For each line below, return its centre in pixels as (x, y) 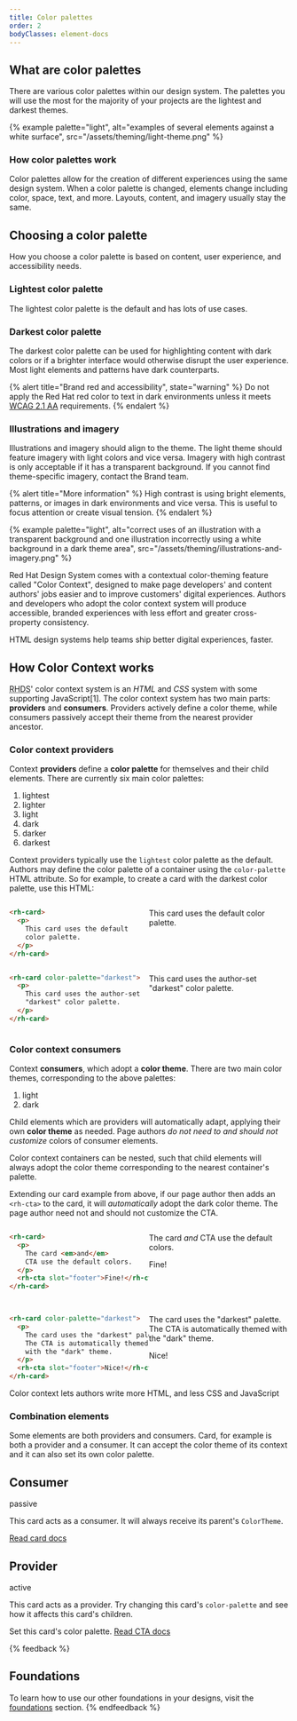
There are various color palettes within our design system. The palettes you (147, 91)
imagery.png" (34, 558)
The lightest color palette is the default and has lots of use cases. (129, 308)
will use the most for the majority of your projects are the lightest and (135, 101)
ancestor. (26, 726)
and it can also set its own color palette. (82, 1455)
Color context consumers (65, 1049)
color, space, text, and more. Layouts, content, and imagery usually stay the (148, 198)
